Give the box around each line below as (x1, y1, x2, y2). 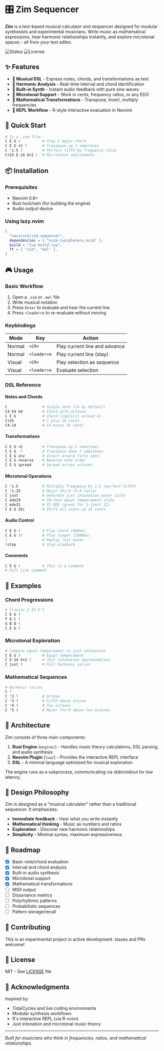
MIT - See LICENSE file (5, 969, 52, 974)
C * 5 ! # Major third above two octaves (5, 707, 110, 713)
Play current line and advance (56, 343, 125, 350)
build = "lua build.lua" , (9, 242, 62, 248)
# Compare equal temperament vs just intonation (5, 648, 106, 653)
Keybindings (5, 322, 36, 329)
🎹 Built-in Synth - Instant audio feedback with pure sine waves (12, 86, 139, 92)
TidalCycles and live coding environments (12, 1005, 97, 1011)
